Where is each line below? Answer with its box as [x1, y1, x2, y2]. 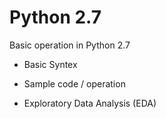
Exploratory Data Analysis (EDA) [23, 97, 157, 109]
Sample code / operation [23, 77, 126, 90]
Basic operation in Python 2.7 [9, 39, 131, 51]
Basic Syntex [23, 58, 78, 70]
